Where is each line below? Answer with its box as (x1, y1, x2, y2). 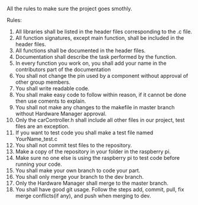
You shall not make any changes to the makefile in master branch (15, 104, 175, 111)
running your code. (15, 160, 62, 168)
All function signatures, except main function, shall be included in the (15, 34, 184, 41)
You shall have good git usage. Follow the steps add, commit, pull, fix (15, 186, 184, 193)
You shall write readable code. (15, 85, 90, 92)
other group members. (15, 78, 71, 86)
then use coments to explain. (15, 97, 87, 105)
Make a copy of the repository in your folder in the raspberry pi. (15, 148, 171, 155)
